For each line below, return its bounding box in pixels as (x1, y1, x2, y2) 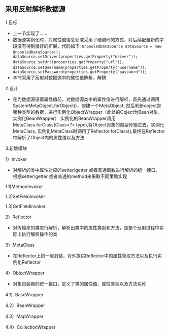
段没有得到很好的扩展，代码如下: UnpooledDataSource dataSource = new (12, 43, 162, 49)
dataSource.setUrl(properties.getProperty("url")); (12, 59, 124, 65)
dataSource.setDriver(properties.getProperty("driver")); (12, 54, 138, 59)
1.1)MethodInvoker (5, 183, 43, 190)
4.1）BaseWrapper (5, 291, 44, 297)
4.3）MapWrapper (5, 313, 44, 319)
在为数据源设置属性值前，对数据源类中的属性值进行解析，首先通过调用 (12, 96, 160, 102)
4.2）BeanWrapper (5, 302, 46, 308)
